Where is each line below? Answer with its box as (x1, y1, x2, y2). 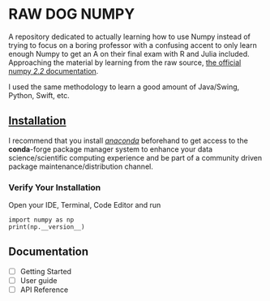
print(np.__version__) (8, 223, 85, 231)
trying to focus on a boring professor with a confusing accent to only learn (8, 40, 257, 49)
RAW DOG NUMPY (8, 5, 135, 24)
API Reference (19, 285, 69, 295)
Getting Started (19, 266, 71, 276)
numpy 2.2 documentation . (8, 66, 99, 75)
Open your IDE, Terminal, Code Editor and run (8, 200, 161, 210)
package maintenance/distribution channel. (8, 161, 154, 171)
